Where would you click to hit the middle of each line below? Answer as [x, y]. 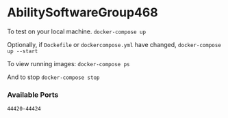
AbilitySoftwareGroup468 [83, 13]
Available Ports [33, 95]
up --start [23, 51]
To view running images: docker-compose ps [68, 63]
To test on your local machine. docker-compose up [76, 31]
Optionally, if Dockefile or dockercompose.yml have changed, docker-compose [114, 44]
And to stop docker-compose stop [53, 77]
